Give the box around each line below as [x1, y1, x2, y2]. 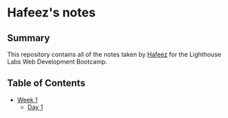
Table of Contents [7, 78, 86, 89]
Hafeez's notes [7, 5, 96, 21]
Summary [7, 32, 50, 44]
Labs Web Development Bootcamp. [7, 58, 108, 66]
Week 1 [17, 95, 38, 104]
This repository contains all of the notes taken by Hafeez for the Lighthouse [7, 50, 222, 58]
